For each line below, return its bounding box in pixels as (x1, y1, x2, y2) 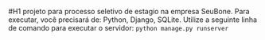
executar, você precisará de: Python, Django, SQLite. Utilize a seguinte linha (8, 15, 257, 24)
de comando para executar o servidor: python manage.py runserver (8, 24, 229, 32)
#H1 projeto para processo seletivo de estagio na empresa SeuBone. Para (8, 7, 250, 16)
